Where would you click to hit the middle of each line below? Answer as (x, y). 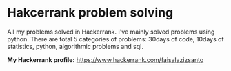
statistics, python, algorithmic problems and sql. (75, 46)
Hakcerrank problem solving (90, 13)
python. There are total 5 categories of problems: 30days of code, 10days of (115, 39)
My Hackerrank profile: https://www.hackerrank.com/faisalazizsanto (106, 59)
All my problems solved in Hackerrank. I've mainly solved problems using (111, 32)
